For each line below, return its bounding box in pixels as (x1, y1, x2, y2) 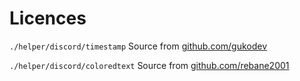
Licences (9, 7, 87, 30)
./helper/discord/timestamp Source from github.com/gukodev (9, 40, 268, 52)
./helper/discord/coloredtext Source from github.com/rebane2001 (9, 59, 290, 71)
